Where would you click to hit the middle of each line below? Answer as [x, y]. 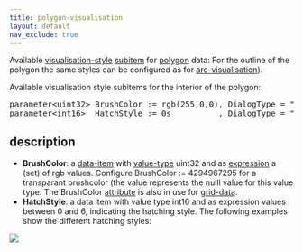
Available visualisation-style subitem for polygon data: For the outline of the [150, 61]
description [42, 141]
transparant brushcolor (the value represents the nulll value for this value [158, 182]
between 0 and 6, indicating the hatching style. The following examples [155, 211]
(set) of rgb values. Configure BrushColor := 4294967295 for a [139, 173]
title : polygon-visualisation [66, 18]
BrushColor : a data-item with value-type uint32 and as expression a [149, 163]
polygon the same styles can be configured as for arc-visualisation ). [136, 70]
